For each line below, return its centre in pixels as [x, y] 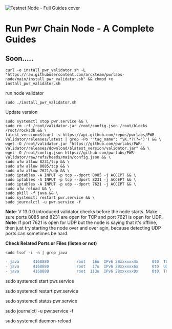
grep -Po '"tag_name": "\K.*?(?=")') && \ [115, 139]
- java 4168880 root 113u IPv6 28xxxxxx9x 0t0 [82, 271]
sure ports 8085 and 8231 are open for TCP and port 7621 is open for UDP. [84, 217]
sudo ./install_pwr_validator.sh [41, 102]
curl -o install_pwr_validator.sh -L [46, 70]
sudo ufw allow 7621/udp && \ [38, 171]
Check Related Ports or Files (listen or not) [51, 243]
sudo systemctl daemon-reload [38, 321]
